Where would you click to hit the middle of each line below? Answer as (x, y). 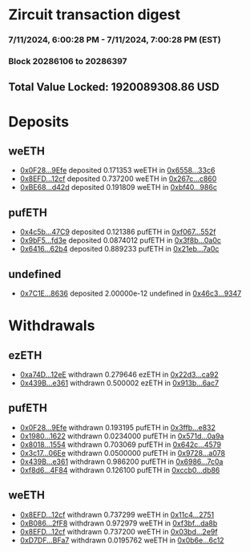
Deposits (39, 121)
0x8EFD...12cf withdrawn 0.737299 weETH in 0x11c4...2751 (117, 514)
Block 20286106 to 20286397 (68, 62)
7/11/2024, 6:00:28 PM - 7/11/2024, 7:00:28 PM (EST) (115, 40)
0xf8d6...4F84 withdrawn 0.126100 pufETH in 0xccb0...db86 (120, 469)
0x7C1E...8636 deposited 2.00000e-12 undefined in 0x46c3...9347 (131, 293)
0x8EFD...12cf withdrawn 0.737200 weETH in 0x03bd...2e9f (119, 531)
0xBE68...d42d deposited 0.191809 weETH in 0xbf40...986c (119, 187)
